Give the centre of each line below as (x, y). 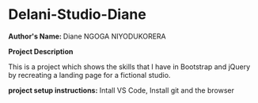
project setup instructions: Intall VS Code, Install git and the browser (121, 90)
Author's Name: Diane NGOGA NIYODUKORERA (87, 36)
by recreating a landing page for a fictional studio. (89, 75)
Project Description (41, 51)
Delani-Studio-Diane (77, 15)
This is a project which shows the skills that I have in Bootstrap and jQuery (129, 66)
